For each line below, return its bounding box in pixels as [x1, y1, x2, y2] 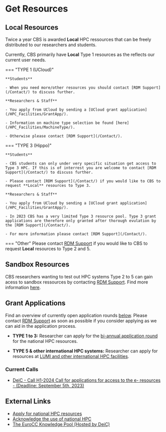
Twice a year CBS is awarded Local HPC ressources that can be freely [5, 36, 151, 42]
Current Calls [5, 366, 39, 373]
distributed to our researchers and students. [5, 42, 97, 48]
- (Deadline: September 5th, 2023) [12, 382, 85, 388]
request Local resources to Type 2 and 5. [5, 246, 91, 252]
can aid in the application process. [5, 323, 76, 329]
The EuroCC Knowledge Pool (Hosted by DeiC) [12, 421, 110, 427]
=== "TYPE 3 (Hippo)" [5, 142, 52, 149]
